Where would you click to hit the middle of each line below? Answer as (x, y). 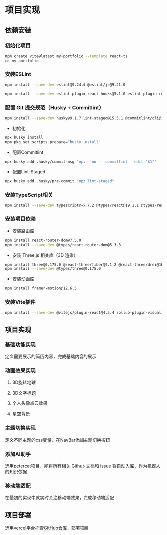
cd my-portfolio (22, 61)
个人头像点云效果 (30, 403)
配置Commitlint (28, 152)
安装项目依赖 (21, 219)
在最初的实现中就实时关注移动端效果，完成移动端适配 (60, 498)
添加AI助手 (18, 454)
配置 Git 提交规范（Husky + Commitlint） (55, 107)
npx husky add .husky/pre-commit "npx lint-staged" (60, 181)
